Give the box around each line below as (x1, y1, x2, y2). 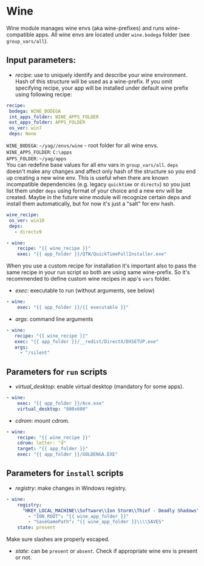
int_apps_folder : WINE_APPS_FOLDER (8, 114, 99, 120)
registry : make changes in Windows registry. (15, 484, 127, 492)
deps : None (8, 131, 36, 137)
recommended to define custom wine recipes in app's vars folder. (6, 275, 171, 283)
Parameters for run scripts (6, 367, 107, 377)
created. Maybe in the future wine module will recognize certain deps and (6, 194, 191, 200)
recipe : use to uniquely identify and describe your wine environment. (15, 71, 188, 79)
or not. (15, 554, 32, 561)
